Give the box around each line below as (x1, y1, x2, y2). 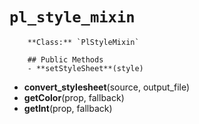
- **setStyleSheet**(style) (27, 63, 144, 73)
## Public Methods (27, 54, 104, 65)
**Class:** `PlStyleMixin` (27, 37, 140, 47)
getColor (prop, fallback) (23, 91, 125, 103)
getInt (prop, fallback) (23, 102, 113, 114)
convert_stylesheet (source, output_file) (23, 81, 191, 93)
